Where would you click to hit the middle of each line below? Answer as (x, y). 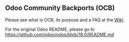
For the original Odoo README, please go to (50, 29)
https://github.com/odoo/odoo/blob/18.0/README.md (60, 34)
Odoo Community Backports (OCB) (60, 8)
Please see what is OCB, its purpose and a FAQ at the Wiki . (65, 20)
